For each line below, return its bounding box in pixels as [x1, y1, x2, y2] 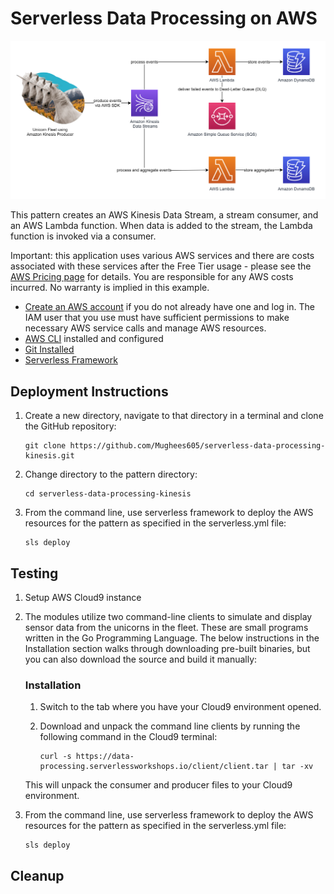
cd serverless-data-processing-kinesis [24, 489, 192, 499]
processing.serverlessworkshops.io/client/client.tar [39, 762, 269, 772]
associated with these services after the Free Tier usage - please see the [10, 260, 312, 272]
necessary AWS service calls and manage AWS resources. [24, 322, 267, 334]
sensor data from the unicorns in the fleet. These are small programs [24, 622, 309, 634]
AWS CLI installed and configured [24, 333, 164, 345]
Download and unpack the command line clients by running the [39, 720, 301, 732]
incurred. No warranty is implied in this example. [10, 282, 210, 294]
